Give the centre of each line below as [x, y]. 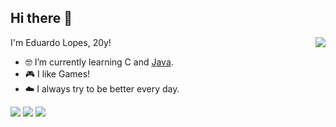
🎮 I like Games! [57, 73]
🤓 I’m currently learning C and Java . [99, 62]
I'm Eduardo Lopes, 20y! [61, 42]
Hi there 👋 [41, 18]
